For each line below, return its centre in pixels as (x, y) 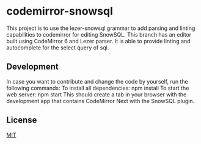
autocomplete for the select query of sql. (58, 48)
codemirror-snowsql (60, 11)
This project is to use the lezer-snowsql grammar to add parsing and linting (101, 28)
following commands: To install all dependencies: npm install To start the (98, 88)
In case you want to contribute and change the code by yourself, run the (97, 81)
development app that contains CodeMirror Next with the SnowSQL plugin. (100, 101)
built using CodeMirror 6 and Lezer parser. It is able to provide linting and (98, 41)
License (22, 120)
